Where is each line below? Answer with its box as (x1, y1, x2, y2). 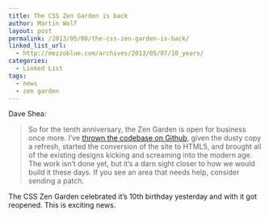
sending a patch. (27, 176, 85, 186)
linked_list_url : (8, 42, 67, 50)
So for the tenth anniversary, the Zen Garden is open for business (27, 124, 246, 134)
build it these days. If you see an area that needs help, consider (27, 167, 240, 178)
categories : (8, 57, 48, 65)
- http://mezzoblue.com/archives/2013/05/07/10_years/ (15, 49, 204, 57)
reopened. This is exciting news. (8, 200, 116, 210)
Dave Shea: (8, 109, 47, 119)
